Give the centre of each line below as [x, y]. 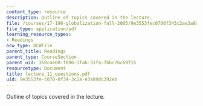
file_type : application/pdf [42, 29]
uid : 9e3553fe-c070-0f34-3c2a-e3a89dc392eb [62, 79]
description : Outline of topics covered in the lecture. [79, 18]
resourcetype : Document [36, 68]
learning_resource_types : [39, 35]
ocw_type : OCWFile [29, 46]
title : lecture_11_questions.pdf [48, 74]
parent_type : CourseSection [42, 57]
